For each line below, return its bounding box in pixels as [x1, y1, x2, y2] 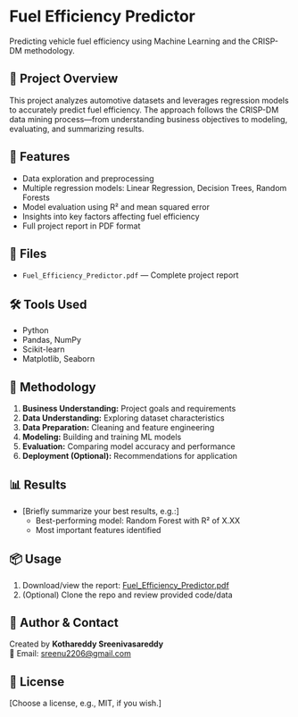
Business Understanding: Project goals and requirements [21, 404, 236, 413]
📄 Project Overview [9, 71, 119, 87]
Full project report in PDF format [21, 221, 141, 231]
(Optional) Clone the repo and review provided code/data [21, 589, 234, 600]
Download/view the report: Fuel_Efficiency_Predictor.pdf [21, 579, 229, 590]
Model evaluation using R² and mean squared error [21, 201, 210, 212]
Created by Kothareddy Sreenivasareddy [9, 638, 163, 649]
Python [21, 325, 49, 336]
